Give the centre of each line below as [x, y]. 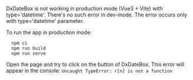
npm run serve [29, 54]
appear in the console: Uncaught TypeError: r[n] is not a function [89, 71]
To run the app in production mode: [49, 32]
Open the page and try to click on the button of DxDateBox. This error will [95, 64]
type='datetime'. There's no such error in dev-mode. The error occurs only [96, 15]
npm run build [29, 48]
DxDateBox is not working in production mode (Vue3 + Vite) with [84, 9]
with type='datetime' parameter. [45, 21]
